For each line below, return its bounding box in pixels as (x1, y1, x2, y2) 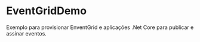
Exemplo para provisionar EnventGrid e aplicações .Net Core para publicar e (6, 24, 194, 31)
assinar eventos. (6, 30, 47, 37)
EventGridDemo (6, 4, 87, 18)
